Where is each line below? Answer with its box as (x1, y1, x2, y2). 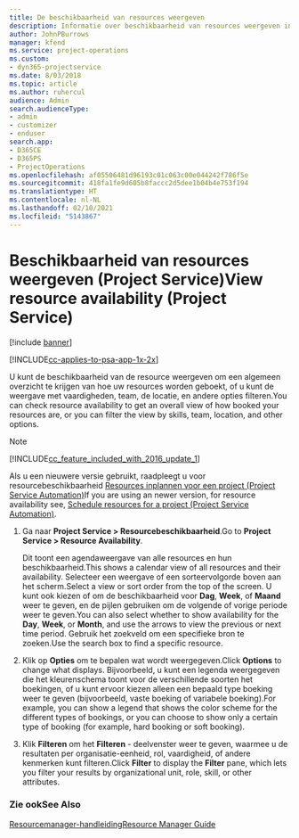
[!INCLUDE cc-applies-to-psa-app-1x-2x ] (9, 354, 159, 365)
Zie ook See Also (9, 799, 82, 811)
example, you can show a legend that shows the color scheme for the (21, 702, 278, 713)
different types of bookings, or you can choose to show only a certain (21, 711, 279, 722)
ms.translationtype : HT (9, 187, 98, 196)
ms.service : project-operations (9, 46, 129, 55)
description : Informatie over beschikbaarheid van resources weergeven (9, 21, 280, 30)
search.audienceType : (9, 104, 90, 113)
